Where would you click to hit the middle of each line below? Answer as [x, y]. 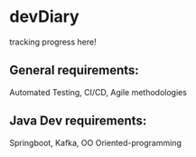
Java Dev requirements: [78, 121]
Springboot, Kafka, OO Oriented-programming [96, 142]
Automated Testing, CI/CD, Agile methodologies [98, 92]
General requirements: [75, 70]
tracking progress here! [53, 42]
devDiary [44, 17]
